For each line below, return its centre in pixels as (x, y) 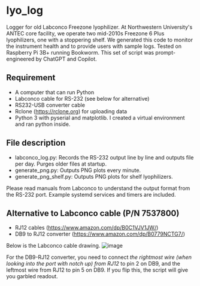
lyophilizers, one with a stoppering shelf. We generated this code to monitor (100, 40)
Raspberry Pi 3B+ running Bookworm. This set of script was (80, 52)
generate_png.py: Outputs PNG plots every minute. (78, 170)
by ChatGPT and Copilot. (66, 59)
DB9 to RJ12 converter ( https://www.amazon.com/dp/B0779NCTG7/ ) (100, 234)
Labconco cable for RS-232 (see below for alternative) (82, 98)
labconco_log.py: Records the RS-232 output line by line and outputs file (104, 157)
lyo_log (25, 10)
